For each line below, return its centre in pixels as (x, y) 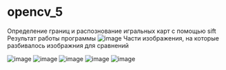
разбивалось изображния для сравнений (68, 45)
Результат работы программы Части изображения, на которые (113, 38)
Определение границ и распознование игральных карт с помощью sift (112, 31)
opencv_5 (35, 12)
